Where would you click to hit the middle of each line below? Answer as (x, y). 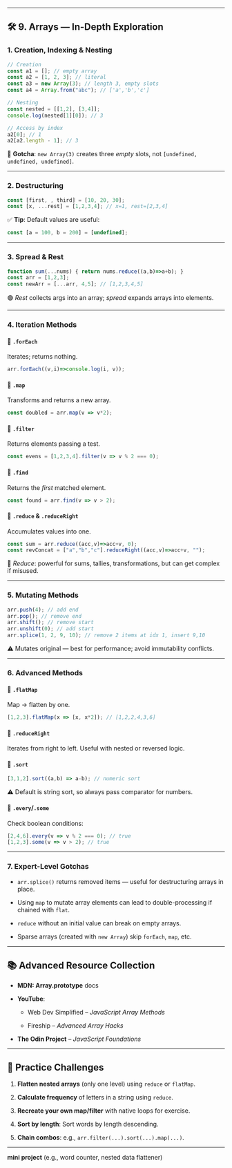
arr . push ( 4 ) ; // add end (43, 610)
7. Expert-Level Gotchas (48, 867)
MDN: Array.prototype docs (58, 986)
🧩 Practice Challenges (56, 1067)
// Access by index (35, 128)
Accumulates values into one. (49, 531)
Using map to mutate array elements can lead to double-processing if (115, 902)
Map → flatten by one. (39, 705)
